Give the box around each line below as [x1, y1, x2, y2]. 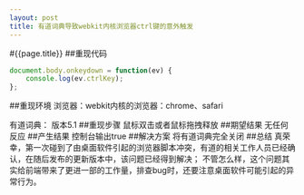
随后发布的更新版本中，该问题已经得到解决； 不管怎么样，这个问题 [33, 153, 282, 164]
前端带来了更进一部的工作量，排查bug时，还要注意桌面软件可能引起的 [25, 165, 287, 176]
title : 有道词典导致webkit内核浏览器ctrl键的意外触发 [9, 22, 193, 31]
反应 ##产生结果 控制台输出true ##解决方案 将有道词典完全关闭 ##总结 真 [9, 131, 283, 141]
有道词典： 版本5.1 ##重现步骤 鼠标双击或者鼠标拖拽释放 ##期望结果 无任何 [9, 120, 289, 131]
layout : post [9, 13, 59, 23]
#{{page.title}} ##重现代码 [9, 47, 107, 59]
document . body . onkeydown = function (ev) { [9, 65, 172, 75]
